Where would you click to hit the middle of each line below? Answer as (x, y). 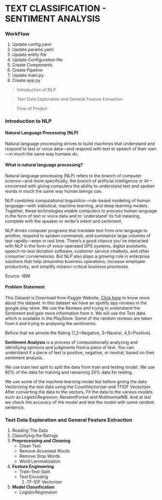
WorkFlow (17, 34)
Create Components (32, 65)
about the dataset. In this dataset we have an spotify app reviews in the (76, 303)
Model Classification (33, 487)
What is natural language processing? (44, 165)
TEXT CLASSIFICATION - (56, 8)
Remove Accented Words (44, 451)
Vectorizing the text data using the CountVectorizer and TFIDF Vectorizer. (78, 387)
